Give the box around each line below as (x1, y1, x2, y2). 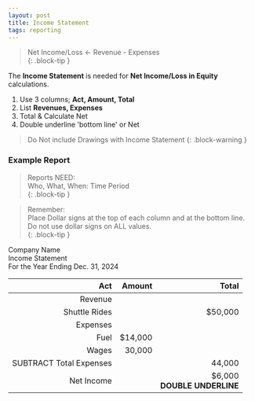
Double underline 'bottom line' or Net (19, 120, 140, 130)
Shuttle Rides (63, 306, 112, 317)
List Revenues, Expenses (19, 103, 104, 112)
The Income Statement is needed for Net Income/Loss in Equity (8, 72, 218, 81)
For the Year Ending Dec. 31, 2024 (8, 261, 119, 271)
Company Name (8, 245, 61, 254)
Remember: (27, 204, 65, 214)
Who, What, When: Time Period (27, 181, 129, 190)
